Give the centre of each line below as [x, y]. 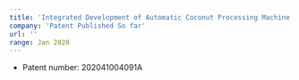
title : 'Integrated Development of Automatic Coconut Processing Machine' [152, 17]
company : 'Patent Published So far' [77, 26]
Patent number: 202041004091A [82, 68]
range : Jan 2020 [39, 42]
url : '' [24, 34]
